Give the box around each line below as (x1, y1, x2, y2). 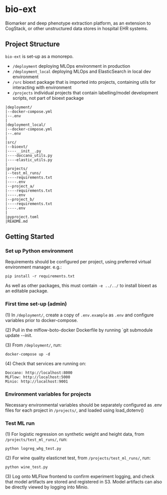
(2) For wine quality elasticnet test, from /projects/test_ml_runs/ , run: (5, 455, 151, 461)
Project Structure (5, 40, 60, 49)
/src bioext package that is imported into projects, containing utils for (12, 79, 156, 85)
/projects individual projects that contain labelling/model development (12, 89, 158, 96)
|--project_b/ (5, 197, 35, 202)
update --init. (5, 332, 32, 338)
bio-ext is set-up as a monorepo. (5, 53, 74, 59)
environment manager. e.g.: (5, 264, 62, 270)
